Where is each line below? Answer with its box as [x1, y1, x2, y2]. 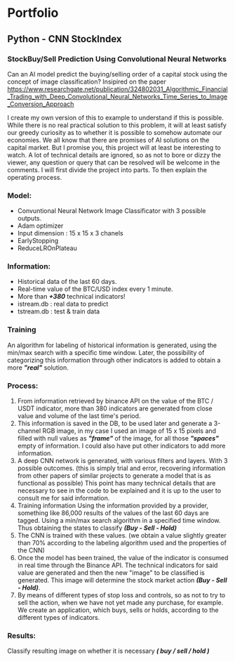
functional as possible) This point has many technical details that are [17, 479, 216, 488]
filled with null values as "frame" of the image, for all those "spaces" [17, 434, 220, 443]
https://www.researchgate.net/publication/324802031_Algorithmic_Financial [7, 84, 228, 93]
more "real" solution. [7, 363, 69, 372]
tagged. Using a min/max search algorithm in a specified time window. [17, 517, 221, 525]
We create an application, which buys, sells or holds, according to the [17, 606, 219, 614]
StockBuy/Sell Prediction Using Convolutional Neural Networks [7, 54, 227, 64]
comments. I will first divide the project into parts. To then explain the [7, 165, 207, 174]
